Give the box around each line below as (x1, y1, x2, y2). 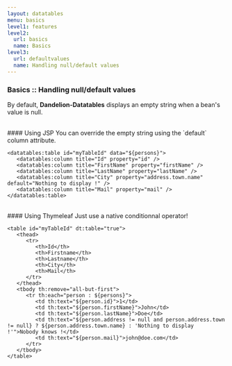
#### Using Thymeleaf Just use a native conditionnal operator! (7, 211, 189, 219)
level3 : (7, 49, 30, 56)
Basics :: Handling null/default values (7, 85, 136, 94)
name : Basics (13, 42, 51, 49)
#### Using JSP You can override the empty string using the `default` (7, 128, 207, 137)
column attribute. (7, 136, 56, 144)
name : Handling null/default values (13, 62, 119, 69)
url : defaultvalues (13, 56, 70, 63)
